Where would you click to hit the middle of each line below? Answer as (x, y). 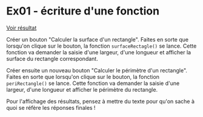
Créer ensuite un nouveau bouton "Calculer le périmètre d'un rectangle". (97, 70)
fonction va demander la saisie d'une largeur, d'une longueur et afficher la (99, 52)
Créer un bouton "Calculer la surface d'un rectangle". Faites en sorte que (98, 39)
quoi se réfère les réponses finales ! (51, 107)
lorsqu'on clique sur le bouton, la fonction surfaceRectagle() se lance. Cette (101, 46)
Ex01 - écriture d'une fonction (83, 11)
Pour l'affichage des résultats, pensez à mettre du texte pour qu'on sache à (101, 101)
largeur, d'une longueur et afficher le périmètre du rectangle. (82, 89)
